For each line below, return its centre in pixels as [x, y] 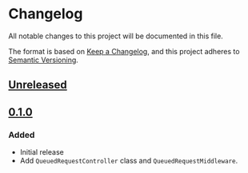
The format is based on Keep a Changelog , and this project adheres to [124, 51]
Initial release [42, 152]
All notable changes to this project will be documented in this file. [116, 36]
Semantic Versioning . [43, 60]
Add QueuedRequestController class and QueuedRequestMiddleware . [129, 161]
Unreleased [38, 85]
